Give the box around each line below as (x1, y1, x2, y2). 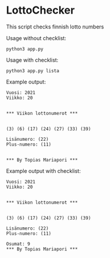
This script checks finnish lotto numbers (6, 23, 105, 30)
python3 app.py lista (6, 67, 60, 74)
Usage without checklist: (6, 34, 67, 41)
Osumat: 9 (6, 241, 31, 247)
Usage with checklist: (6, 56, 59, 63)
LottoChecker (6, 4, 75, 17)
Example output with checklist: (6, 167, 81, 175)
